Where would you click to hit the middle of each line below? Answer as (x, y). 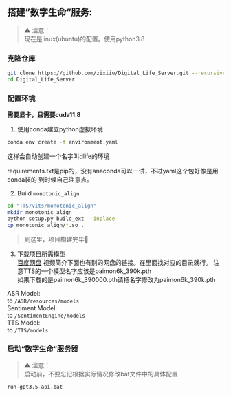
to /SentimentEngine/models (46, 315)
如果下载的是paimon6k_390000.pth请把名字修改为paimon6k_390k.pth (116, 279)
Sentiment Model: (32, 308)
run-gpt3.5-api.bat (35, 387)
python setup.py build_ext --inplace (61, 219)
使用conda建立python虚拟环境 (60, 129)
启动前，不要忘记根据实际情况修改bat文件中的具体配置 (101, 374)
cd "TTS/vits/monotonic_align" (52, 206)
